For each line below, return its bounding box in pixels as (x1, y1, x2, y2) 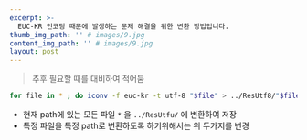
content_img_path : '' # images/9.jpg (9, 38, 153, 48)
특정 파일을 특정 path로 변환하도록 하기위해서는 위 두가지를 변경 (22, 120, 249, 131)
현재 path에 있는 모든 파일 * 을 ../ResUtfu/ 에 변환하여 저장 (22, 109, 238, 119)
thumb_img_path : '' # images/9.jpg (9, 30, 145, 39)
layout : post (9, 47, 59, 56)
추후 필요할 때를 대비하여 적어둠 (31, 74, 144, 85)
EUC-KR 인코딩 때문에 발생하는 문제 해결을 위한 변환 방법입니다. (17, 22, 230, 31)
